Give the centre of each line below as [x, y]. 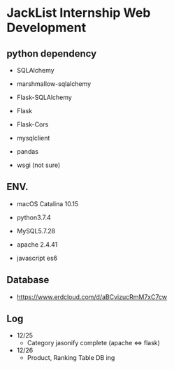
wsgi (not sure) [38, 165]
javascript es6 [37, 258]
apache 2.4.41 [37, 244]
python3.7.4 [34, 217]
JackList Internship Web [79, 13]
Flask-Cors [32, 124]
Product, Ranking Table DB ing [71, 358]
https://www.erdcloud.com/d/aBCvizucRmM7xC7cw [92, 297]
